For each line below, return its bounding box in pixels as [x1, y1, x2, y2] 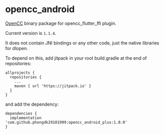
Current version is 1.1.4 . [5, 30, 57, 36]
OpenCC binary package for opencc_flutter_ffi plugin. [5, 20, 117, 26]
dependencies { [5, 111, 37, 116]
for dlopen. [5, 45, 28, 51]
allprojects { [5, 70, 35, 75]
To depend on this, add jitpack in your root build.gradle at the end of [5, 55, 147, 61]
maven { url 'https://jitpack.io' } [14, 83, 92, 88]
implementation [10, 115, 42, 120]
